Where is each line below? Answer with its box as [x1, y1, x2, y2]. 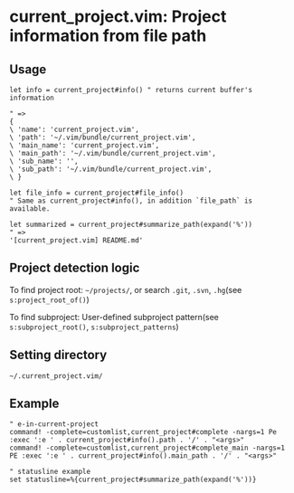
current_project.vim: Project [9, 6, 227, 27]
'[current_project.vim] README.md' [9, 236, 144, 245]
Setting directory [9, 347, 108, 363]
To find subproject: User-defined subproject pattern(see [9, 311, 220, 322]
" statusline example [9, 468, 91, 477]
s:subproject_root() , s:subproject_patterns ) [9, 321, 179, 332]
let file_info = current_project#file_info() [9, 188, 184, 197]
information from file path [9, 25, 207, 46]
